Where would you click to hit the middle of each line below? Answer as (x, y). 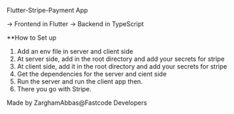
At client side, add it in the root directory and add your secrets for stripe (122, 66)
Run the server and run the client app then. (80, 81)
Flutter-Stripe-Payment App (47, 10)
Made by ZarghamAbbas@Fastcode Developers (77, 103)
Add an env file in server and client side (75, 51)
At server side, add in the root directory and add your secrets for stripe (121, 59)
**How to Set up (32, 38)
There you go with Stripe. (54, 89)
